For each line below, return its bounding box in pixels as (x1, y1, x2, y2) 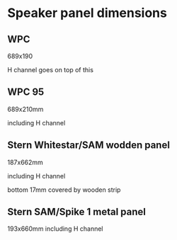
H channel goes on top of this (7, 66, 94, 74)
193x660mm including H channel (7, 224, 103, 233)
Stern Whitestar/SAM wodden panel (7, 139, 170, 152)
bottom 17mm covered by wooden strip (7, 185, 121, 194)
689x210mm (7, 105, 44, 113)
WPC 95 (7, 86, 45, 98)
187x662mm (7, 158, 44, 166)
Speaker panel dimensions (7, 5, 168, 21)
